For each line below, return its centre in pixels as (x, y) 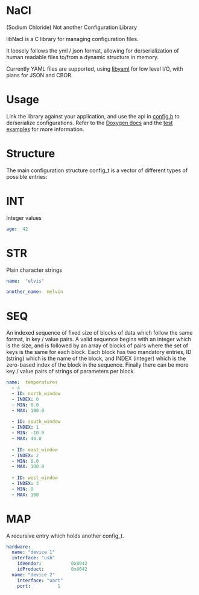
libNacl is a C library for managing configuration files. (72, 39)
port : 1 (39, 586)
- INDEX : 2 (25, 455)
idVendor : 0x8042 (52, 564)
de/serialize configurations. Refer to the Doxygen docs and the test (90, 123)
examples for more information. (45, 129)
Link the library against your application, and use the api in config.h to (93, 116)
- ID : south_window (36, 422)
